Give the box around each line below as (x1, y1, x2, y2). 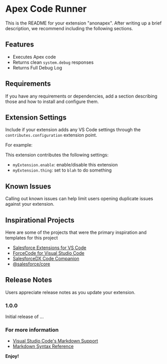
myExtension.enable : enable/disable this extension (12, 162, 118, 168)
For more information (5, 326, 59, 333)
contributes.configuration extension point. (5, 132, 98, 138)
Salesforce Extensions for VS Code (12, 245, 87, 251)
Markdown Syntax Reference (12, 343, 74, 350)
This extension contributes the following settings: (5, 152, 108, 158)
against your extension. (5, 201, 54, 207)
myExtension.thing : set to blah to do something (12, 167, 112, 174)
